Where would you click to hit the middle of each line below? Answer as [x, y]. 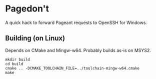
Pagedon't [27, 9]
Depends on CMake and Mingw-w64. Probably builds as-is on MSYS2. [78, 50]
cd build [14, 64]
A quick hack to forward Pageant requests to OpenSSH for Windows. [76, 22]
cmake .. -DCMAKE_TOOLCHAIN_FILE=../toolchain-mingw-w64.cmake [72, 68]
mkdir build [17, 59]
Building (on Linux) [35, 38]
